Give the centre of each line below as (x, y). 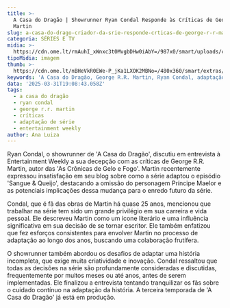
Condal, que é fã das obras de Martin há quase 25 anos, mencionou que (109, 204)
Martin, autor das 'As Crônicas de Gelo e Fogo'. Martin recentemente (104, 169)
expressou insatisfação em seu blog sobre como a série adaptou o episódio (114, 176)
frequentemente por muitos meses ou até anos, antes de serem (97, 276)
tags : (15, 90)
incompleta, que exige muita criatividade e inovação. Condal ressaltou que (112, 261)
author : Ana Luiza (33, 134)
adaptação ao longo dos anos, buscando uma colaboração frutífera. (103, 240)
